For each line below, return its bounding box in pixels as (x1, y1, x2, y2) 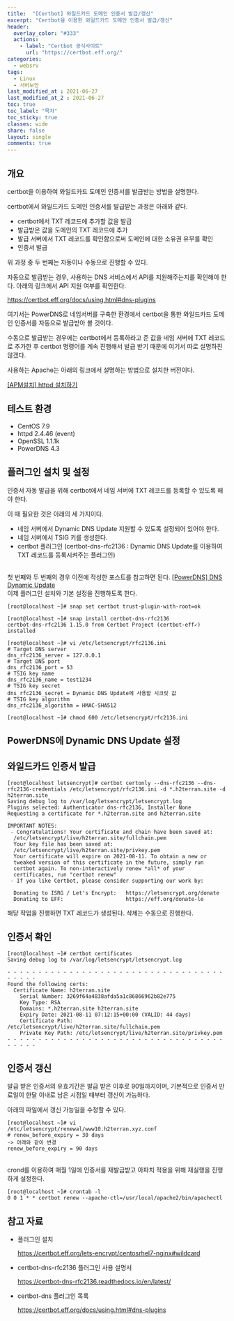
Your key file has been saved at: (13, 840, 114, 848)
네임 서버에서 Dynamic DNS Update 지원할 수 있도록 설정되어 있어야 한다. (17, 524, 219, 532)
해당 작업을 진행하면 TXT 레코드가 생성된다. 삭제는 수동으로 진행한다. (7, 909, 194, 917)
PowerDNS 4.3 (17, 444, 61, 452)
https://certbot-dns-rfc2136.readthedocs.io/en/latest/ (17, 1278, 171, 1286)
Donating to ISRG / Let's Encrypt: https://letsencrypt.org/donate (13, 889, 219, 897)
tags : (7, 68, 23, 75)
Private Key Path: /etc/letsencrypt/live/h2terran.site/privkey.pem (19, 1029, 223, 1036)
